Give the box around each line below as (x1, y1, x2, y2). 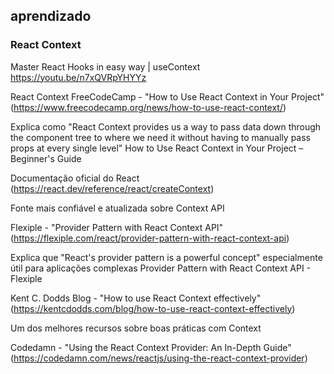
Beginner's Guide (10, 152, 82, 164)
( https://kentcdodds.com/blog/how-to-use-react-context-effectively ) (10, 302, 296, 314)
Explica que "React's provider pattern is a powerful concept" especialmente (10, 251, 323, 263)
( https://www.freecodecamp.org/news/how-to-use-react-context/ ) (10, 101, 287, 113)
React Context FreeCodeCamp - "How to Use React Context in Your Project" (10, 90, 325, 103)
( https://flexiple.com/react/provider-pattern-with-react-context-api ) (10, 232, 290, 244)
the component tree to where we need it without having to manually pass (10, 131, 312, 143)
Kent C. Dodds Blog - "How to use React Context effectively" (10, 292, 262, 304)
